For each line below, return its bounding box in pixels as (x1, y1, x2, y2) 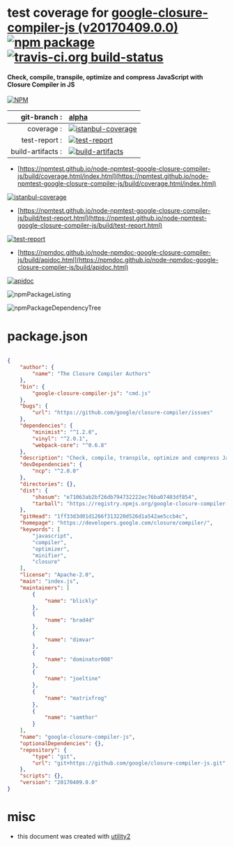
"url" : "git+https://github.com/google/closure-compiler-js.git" (32, 759, 226, 767)
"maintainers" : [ (19, 584, 70, 591)
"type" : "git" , (32, 753, 77, 760)
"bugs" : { (19, 403, 49, 410)
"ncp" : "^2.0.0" (32, 467, 79, 475)
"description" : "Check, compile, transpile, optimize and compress (19, 455, 219, 462)
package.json (7, 328, 88, 344)
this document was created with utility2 (17, 832, 131, 840)
